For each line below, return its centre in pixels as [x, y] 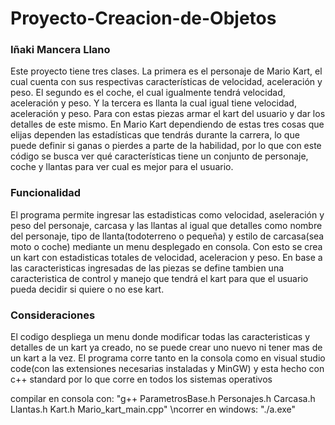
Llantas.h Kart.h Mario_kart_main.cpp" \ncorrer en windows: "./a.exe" [153, 409]
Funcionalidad [46, 193]
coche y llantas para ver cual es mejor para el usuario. [122, 167]
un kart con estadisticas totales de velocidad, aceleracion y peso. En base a [166, 257]
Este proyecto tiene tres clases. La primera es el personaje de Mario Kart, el [166, 71]
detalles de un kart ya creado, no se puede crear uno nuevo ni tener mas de [166, 348]
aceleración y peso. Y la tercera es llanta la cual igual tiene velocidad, [153, 103]
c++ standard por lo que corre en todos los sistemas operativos [141, 379]
